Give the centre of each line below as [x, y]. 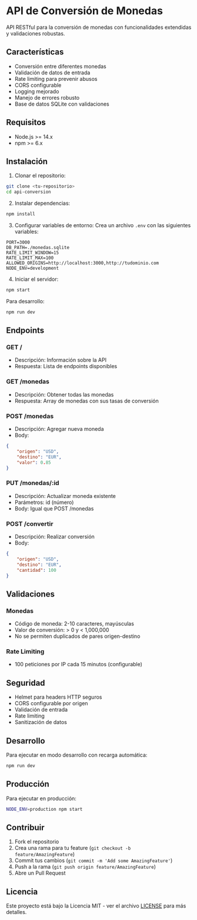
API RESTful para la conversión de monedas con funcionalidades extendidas [99, 27]
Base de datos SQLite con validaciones [62, 104]
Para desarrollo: [25, 301]
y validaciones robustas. [36, 33]
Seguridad [26, 683]
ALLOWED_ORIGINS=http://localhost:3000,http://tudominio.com [83, 263]
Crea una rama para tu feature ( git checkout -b [73, 848]
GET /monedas [28, 382]
